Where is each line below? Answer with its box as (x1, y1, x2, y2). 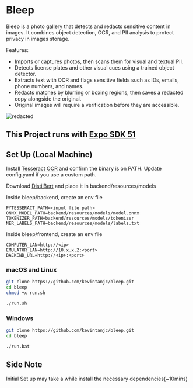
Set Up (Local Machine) (6, 150, 93, 160)
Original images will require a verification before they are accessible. (14, 101, 180, 108)
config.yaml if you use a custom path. (6, 171, 97, 178)
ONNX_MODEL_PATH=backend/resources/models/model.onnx (6, 210, 140, 216)
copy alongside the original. (14, 95, 82, 102)
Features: (6, 46, 29, 53)
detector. (14, 70, 37, 77)
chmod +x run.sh (6, 290, 45, 296)
